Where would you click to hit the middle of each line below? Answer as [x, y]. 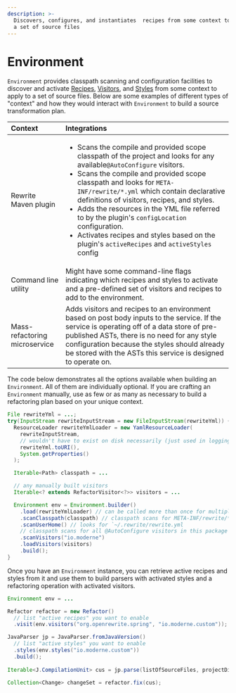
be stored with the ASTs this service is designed [145, 353]
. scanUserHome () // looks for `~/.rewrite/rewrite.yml [102, 525]
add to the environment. [105, 298]
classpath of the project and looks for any [146, 156]
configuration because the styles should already [145, 344]
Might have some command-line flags [129, 272]
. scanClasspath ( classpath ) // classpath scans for [96, 518]
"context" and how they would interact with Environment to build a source [113, 103]
